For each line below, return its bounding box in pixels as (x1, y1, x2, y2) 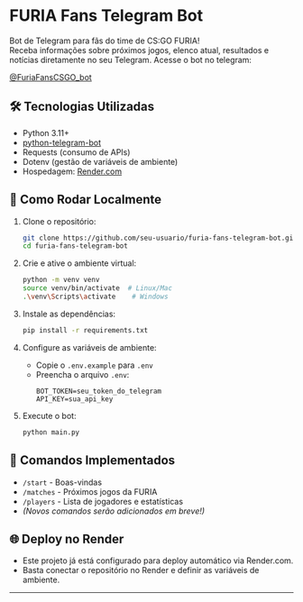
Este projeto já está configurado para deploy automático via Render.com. (22, 555, 294, 566)
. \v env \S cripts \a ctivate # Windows (22, 292, 169, 302)
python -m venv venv (22, 276, 100, 285)
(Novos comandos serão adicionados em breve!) (22, 506, 206, 516)
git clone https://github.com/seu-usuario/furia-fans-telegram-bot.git (22, 233, 298, 242)
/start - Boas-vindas (22, 477, 102, 488)
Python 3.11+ (22, 127, 70, 138)
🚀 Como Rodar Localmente (9, 192, 162, 207)
